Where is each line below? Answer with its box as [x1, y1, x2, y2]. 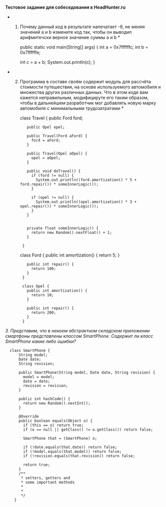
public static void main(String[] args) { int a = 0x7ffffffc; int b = [19, 44, 148, 50]
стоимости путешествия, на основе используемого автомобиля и [19, 84, 161, 90]
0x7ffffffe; [19, 50, 41, 55]
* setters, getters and [20, 475, 70, 480]
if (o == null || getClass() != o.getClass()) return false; [23, 427, 153, 432]
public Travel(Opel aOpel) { [26, 151, 87, 156]
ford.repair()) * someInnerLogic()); [19, 182, 99, 187]
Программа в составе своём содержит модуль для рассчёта [19, 79, 151, 84]
